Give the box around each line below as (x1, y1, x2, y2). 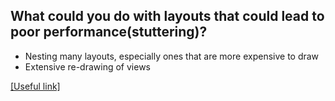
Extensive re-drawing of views (24, 60, 151, 73)
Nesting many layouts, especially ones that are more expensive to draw (24, 50, 320, 62)
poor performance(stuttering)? (10, 24, 208, 41)
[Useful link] (10, 80, 61, 92)
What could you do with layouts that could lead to (10, 8, 325, 25)
